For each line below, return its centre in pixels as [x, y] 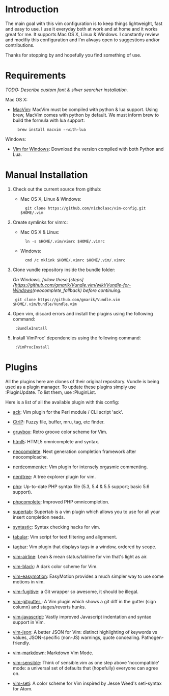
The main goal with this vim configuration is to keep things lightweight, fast [84, 23]
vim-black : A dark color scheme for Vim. [55, 566]
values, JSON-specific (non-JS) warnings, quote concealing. [77, 637]
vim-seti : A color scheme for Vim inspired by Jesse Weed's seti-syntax [87, 683]
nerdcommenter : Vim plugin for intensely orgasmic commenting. [80, 467]
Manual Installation [47, 175]
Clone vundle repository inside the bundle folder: [64, 270]
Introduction [32, 9]
